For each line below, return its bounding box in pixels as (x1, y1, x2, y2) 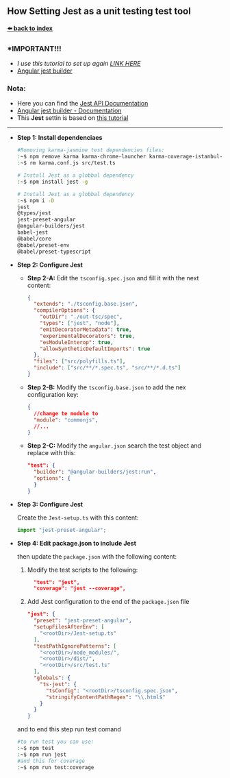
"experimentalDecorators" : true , (40, 332, 136, 339)
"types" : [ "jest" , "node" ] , (40, 320, 120, 327)
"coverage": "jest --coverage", (33, 585, 126, 592)
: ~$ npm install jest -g (16, 178, 88, 185)
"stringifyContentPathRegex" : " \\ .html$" (45, 694, 166, 701)
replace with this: (27, 449, 77, 457)
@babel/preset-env (16, 241, 70, 249)
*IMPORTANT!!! (7, 44, 62, 53)
